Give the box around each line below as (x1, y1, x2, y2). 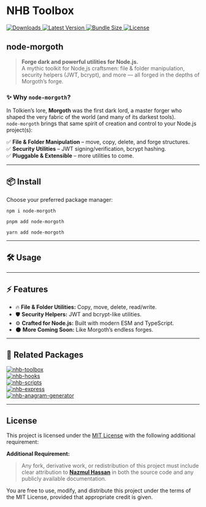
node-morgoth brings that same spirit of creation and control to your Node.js (6, 120, 197, 128)
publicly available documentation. (21, 475, 107, 482)
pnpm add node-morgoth (6, 218, 64, 224)
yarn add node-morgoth (6, 229, 64, 235)
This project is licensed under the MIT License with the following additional (6, 432, 196, 439)
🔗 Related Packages (6, 349, 84, 360)
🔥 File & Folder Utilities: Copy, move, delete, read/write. (15, 303, 157, 311)
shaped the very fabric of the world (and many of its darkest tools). (6, 113, 176, 121)
